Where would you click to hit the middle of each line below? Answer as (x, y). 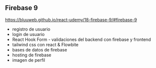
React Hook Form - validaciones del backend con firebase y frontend (81, 39)
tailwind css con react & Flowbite (45, 44)
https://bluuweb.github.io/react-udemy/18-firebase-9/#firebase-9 (71, 19)
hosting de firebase (32, 55)
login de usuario (28, 34)
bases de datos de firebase (39, 50)
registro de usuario (31, 29)
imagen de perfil (29, 60)
